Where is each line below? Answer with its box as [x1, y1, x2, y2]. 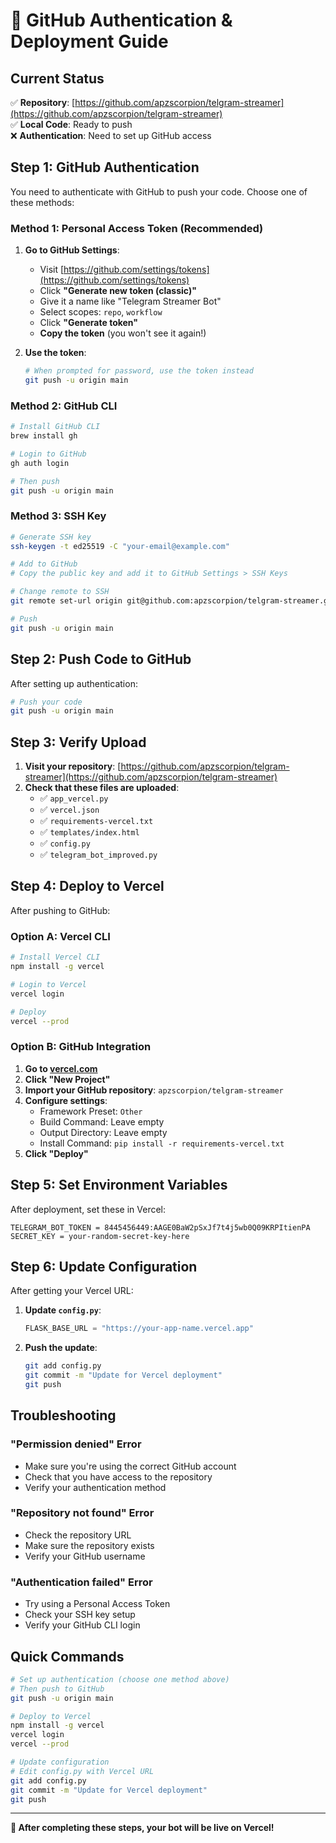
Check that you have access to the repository [24, 1470, 213, 1483]
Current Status [10, 70, 105, 87]
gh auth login [10, 458, 70, 468]
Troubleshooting [10, 1407, 117, 1424]
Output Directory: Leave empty [39, 1126, 168, 1138]
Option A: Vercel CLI [10, 929, 111, 943]
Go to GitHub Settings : [24, 244, 120, 256]
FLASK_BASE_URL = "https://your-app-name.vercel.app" [24, 1324, 254, 1334]
